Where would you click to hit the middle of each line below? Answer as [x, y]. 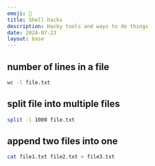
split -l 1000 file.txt [41, 120]
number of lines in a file [58, 67]
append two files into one [62, 141]
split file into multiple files [63, 104]
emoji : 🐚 [20, 13]
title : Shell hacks [35, 20]
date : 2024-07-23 [32, 33]
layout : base [26, 39]
